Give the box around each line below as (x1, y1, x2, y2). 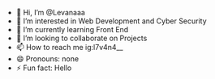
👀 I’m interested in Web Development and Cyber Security (15, 16, 207, 26)
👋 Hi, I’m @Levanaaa (15, 8, 85, 17)
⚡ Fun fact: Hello (15, 63, 72, 73)
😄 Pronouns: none (15, 54, 80, 64)
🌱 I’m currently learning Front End (15, 25, 129, 34)
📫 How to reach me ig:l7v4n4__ (15, 43, 123, 52)
